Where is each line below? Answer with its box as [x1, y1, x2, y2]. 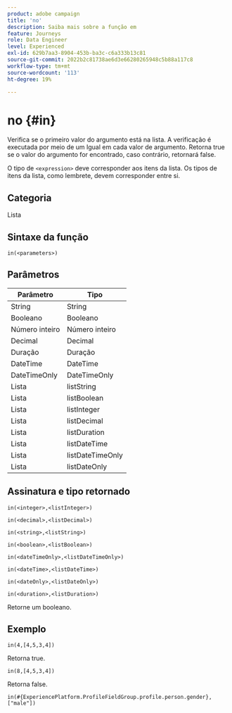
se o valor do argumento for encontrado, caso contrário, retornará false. [7, 151, 217, 159]
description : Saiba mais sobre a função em [7, 23, 137, 30]
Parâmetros [7, 269, 60, 281]
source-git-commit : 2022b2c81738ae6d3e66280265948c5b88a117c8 [7, 56, 193, 63]
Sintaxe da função [7, 231, 89, 243]
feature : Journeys [7, 30, 61, 37]
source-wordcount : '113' [7, 69, 80, 76]
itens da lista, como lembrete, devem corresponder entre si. [7, 172, 181, 180]
